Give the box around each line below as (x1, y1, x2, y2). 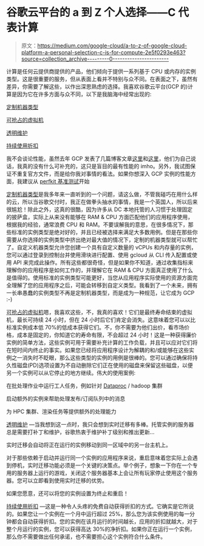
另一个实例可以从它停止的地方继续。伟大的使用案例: (6, 369, 136, 376)
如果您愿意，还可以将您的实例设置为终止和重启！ (6, 490, 129, 497)
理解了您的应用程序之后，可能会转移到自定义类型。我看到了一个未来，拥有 (11, 281, 198, 289)
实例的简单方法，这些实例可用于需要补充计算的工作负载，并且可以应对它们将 (6, 339, 198, 346)
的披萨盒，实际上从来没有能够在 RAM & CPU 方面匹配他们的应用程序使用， (6, 213, 193, 220)
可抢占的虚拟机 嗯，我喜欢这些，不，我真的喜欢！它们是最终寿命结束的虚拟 (6, 308, 192, 315)
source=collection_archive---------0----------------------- (21, 55, 169, 62)
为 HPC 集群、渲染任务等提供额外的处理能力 (6, 408, 117, 415)
